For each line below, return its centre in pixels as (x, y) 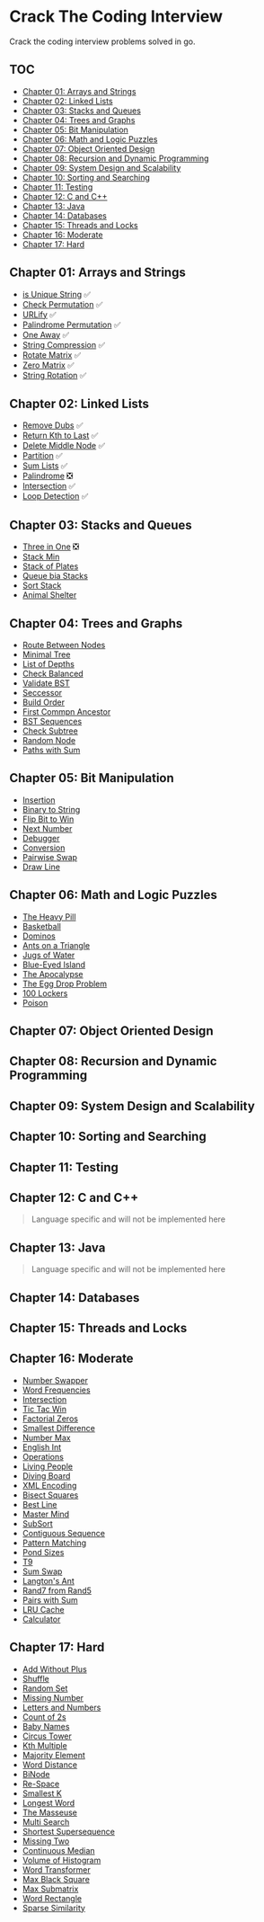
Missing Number (53, 1697)
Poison (35, 1002)
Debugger (41, 838)
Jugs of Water (48, 955)
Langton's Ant (48, 1580)
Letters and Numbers (62, 1707)
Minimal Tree (46, 654)
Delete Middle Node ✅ (64, 446)
